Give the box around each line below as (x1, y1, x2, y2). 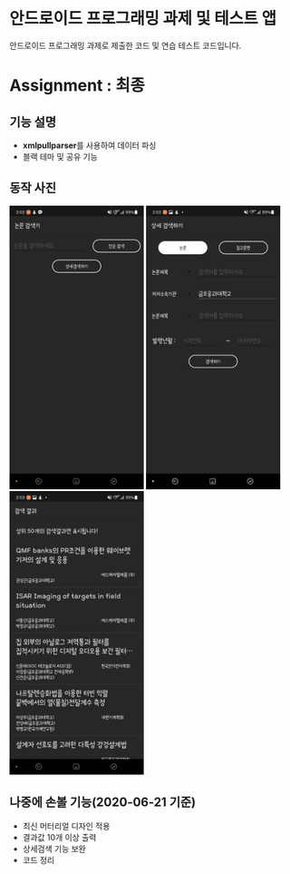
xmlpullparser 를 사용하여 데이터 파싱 (22, 140, 157, 151)
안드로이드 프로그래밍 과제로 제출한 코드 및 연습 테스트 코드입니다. (9, 40, 242, 51)
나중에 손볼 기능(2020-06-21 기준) (9, 795, 197, 810)
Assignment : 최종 (9, 75, 145, 96)
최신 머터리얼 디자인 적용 (22, 820, 111, 831)
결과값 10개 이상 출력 (22, 831, 97, 842)
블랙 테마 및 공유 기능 (22, 151, 98, 162)
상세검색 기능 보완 (22, 843, 86, 854)
